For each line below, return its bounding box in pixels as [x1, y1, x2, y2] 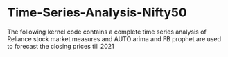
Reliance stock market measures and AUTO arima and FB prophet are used [7, 34, 222, 43]
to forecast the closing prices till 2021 [7, 42, 114, 50]
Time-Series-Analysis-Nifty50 [7, 5, 187, 21]
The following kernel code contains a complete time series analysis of [7, 27, 207, 36]
